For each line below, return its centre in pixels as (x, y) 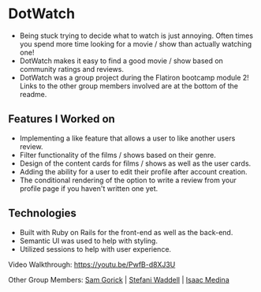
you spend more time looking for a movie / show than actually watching (136, 43)
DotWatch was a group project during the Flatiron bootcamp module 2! (134, 77)
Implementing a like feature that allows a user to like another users (127, 138)
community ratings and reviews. (72, 69)
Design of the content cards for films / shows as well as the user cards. (135, 163)
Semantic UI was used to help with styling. (88, 241)
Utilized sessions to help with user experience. (95, 249)
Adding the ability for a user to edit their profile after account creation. (133, 171)
